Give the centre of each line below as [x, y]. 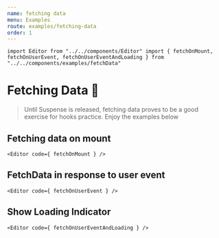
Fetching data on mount [59, 138]
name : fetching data [37, 13]
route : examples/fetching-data [52, 26]
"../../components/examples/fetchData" [64, 63]
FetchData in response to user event [86, 175]
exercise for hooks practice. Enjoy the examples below [101, 117]
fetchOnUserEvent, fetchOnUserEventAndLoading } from [86, 58]
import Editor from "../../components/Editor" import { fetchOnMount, [110, 51]
